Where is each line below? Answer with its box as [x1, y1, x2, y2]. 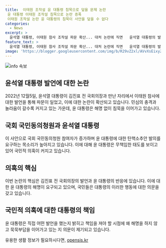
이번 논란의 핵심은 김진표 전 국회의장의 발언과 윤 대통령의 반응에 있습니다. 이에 [5, 178, 156, 184]
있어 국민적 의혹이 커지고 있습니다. [5, 148, 71, 154]
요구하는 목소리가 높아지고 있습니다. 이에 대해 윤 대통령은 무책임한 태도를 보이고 [5, 142, 158, 148]
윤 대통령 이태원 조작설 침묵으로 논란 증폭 [7, 12, 82, 17]
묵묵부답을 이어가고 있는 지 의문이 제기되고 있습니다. [10, 226, 111, 232]
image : [5, 49, 19, 54]
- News [9, 26, 23, 31]
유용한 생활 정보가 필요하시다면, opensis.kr [5, 237, 88, 243]
